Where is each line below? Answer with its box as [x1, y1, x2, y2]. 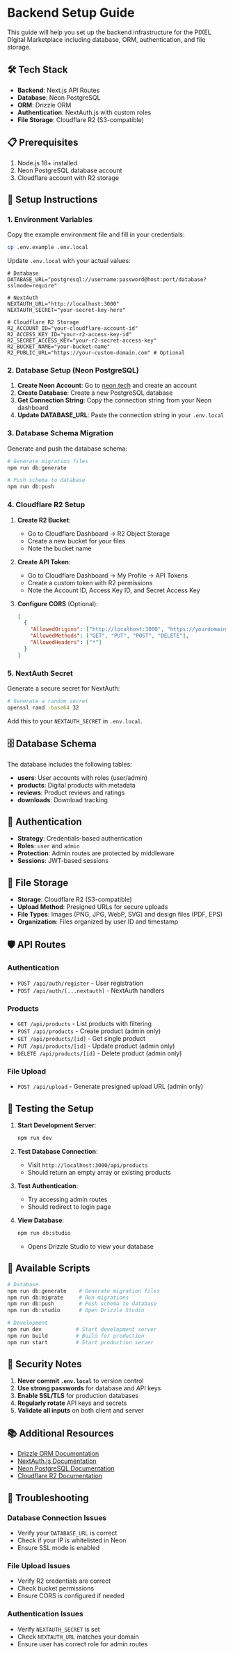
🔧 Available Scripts [7, 1263, 90, 1275]
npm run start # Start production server [7, 1339, 154, 1346]
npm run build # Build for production [7, 1332, 145, 1339]
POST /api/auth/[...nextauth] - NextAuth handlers [17, 986, 165, 995]
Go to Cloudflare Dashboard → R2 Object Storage [27, 529, 170, 538]
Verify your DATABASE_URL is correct [17, 1528, 118, 1537]
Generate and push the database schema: [7, 444, 127, 453]
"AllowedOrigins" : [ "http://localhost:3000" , [30, 626, 165, 633]
